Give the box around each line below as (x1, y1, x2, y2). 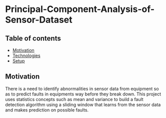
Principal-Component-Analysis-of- (5, 3, 155, 15)
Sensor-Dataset (5, 14, 72, 25)
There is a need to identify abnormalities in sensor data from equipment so (5, 85, 159, 91)
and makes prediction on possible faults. (5, 106, 89, 113)
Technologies (12, 52, 41, 58)
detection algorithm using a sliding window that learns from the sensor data (5, 101, 161, 107)
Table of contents (5, 34, 61, 42)
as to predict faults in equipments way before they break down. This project (5, 91, 161, 97)
